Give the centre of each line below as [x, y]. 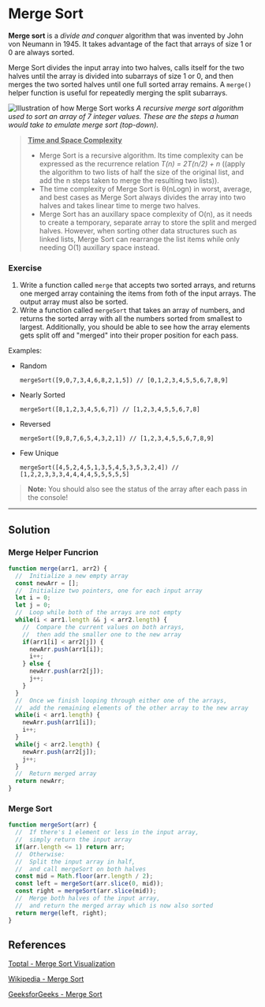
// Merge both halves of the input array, [88, 899]
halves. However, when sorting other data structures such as [138, 230]
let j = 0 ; [33, 605]
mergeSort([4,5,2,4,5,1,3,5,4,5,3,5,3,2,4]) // [99, 468]
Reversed [35, 424]
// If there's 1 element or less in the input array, [107, 833]
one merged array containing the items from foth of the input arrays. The [138, 293]
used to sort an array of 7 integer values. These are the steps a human [123, 116]
